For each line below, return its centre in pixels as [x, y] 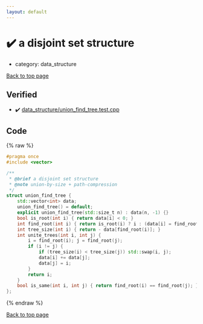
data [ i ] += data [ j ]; [64, 258]
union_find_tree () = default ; [55, 207]
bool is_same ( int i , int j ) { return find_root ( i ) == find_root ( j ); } [108, 286]
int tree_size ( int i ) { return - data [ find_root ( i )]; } [89, 230]
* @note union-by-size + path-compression [63, 184]
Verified [22, 94]
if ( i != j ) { [46, 246]
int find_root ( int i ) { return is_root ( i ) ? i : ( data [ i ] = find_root [108, 224]
